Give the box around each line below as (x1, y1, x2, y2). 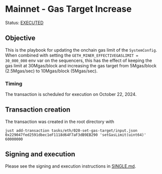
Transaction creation (5, 106, 70, 114)
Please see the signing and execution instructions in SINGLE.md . (5, 163, 136, 169)
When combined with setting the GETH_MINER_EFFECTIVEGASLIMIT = (5, 52, 139, 58)
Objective (5, 34, 36, 42)
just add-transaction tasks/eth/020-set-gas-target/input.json (5, 128, 138, 133)
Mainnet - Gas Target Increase (5, 3, 132, 15)
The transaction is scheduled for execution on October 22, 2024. (5, 91, 137, 97)
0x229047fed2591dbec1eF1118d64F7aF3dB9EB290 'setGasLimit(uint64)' (5, 132, 147, 137)
